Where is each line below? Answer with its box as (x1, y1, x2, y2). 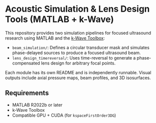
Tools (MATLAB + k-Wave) (5, 14, 114, 25)
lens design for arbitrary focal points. (41, 60, 116, 66)
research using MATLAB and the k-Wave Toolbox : (5, 35, 105, 41)
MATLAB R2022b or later (12, 102, 63, 108)
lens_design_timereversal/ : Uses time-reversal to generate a (12, 55, 136, 61)
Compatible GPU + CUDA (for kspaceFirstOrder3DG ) (12, 112, 116, 118)
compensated (12, 60, 40, 66)
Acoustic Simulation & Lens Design (5, 3, 150, 15)
